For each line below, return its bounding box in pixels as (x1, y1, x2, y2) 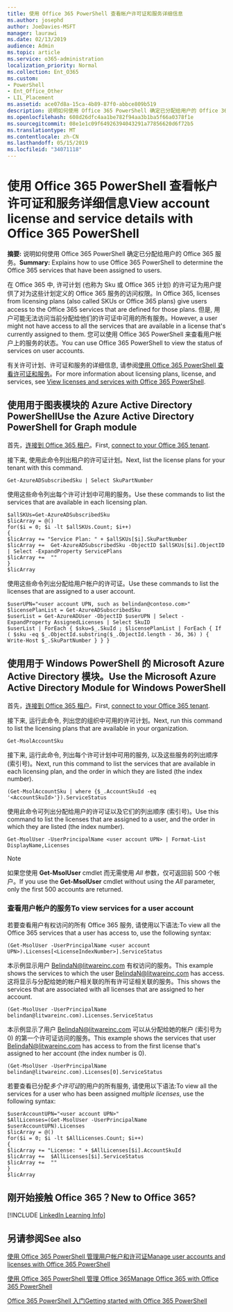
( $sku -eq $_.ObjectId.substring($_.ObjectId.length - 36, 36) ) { (7, 631, 209, 638)
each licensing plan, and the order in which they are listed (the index (7, 767, 202, 775)
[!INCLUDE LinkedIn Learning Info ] (7, 1210, 106, 1219)
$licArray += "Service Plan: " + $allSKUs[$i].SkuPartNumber (7, 535, 188, 543)
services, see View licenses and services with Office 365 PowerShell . (7, 377, 206, 386)
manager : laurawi (7, 29, 58, 37)
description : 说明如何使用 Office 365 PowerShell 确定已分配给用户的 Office (7, 107, 218, 114)
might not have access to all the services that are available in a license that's (7, 322, 226, 330)
